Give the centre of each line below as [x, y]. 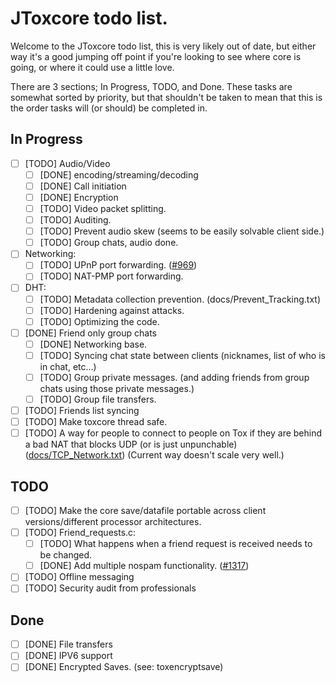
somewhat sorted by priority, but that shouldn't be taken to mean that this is [166, 97]
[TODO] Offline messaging [79, 577]
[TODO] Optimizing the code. [99, 321]
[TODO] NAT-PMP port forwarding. [111, 276]
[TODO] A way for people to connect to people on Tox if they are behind [173, 433]
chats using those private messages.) [117, 388]
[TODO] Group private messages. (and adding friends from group [174, 377]
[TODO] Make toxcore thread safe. [96, 422]
